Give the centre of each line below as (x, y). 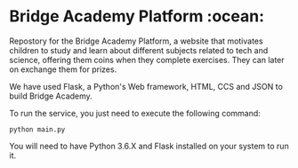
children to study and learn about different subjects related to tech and (139, 50)
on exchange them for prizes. (63, 69)
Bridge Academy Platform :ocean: (137, 16)
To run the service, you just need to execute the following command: (135, 113)
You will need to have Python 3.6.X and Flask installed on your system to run (149, 146)
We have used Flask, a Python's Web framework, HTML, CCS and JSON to (146, 86)
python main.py (37, 129)
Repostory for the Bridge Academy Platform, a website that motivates (137, 41)
